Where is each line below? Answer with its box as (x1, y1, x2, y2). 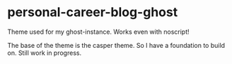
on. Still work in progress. (7, 49, 82, 57)
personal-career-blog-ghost (7, 4, 178, 20)
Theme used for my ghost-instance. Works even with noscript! (7, 27, 190, 36)
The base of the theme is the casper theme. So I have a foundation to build (7, 41, 225, 49)
